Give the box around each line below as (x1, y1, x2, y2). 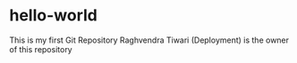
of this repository (9, 43, 73, 54)
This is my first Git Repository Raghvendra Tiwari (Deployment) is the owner (9, 35, 289, 45)
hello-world (9, 5, 98, 26)
